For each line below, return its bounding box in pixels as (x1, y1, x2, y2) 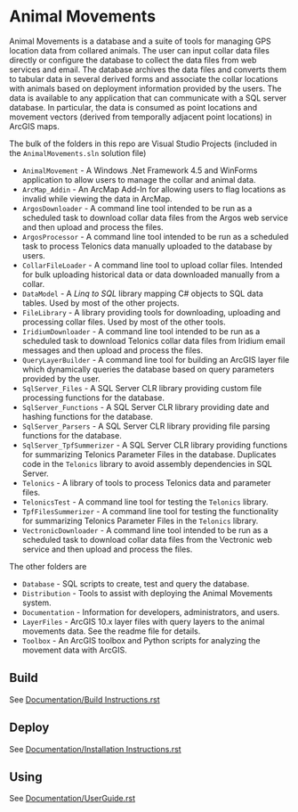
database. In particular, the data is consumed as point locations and (9, 102, 258, 112)
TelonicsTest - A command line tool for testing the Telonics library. (21, 496, 269, 507)
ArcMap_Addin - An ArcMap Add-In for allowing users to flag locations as (21, 184, 286, 194)
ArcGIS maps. (9, 120, 60, 131)
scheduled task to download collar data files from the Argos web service (21, 212, 289, 223)
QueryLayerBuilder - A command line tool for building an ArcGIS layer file (21, 354, 290, 365)
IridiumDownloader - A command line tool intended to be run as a (21, 325, 261, 336)
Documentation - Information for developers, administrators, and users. (21, 606, 280, 617)
